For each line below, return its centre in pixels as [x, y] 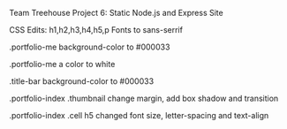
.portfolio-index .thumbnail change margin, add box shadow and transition [144, 98]
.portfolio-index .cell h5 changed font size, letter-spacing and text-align [139, 115]
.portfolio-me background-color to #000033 [90, 47]
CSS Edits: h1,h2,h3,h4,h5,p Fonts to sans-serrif [96, 30]
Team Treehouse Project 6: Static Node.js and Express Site [116, 13]
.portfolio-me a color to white [62, 64]
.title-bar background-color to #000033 [82, 81]
